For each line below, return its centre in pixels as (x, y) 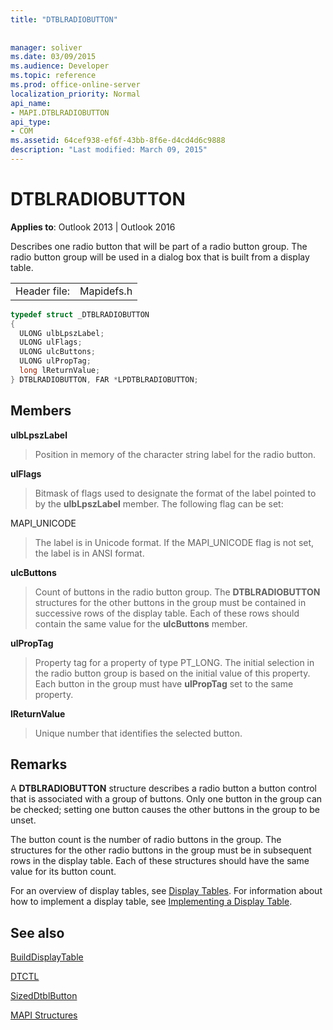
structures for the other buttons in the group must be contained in (170, 602)
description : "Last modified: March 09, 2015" (109, 150)
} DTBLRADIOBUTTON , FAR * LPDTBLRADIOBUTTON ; (104, 379)
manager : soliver (46, 47)
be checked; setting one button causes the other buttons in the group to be (165, 810)
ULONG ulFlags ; (51, 342)
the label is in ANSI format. (89, 553)
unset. (23, 820)
